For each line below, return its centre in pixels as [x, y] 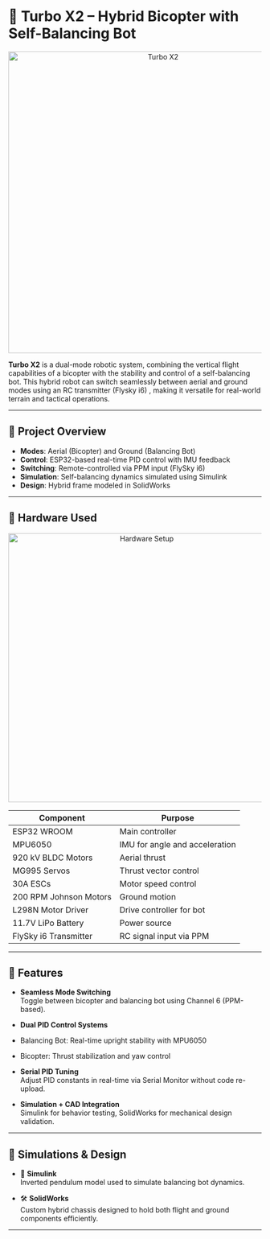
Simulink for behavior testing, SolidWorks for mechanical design [126, 1113]
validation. [37, 1122]
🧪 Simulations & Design [67, 1154]
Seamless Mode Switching [65, 992]
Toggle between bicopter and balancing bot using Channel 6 [120, 1001]
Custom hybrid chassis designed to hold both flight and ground [125, 1210]
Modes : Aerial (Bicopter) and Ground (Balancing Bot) [108, 451]
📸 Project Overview [57, 432]
